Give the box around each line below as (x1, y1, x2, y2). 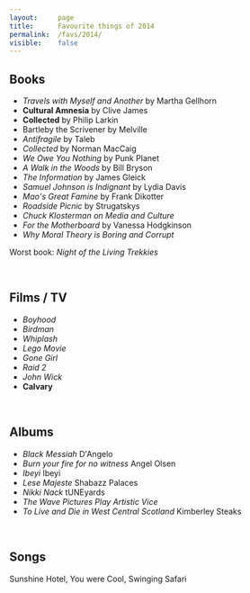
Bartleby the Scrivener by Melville (22, 124, 148, 135)
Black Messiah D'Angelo (22, 448, 113, 459)
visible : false (9, 38, 78, 48)
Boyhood (22, 314, 57, 325)
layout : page (9, 13, 75, 22)
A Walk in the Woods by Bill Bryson (22, 163, 153, 174)
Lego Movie (22, 343, 67, 354)
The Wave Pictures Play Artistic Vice (22, 496, 158, 507)
